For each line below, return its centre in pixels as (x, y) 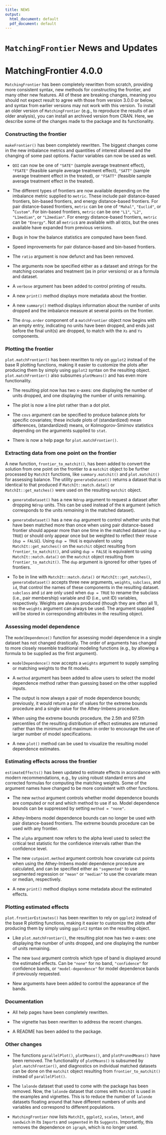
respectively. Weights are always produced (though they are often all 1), (85, 603)
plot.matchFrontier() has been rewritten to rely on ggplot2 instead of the (80, 359)
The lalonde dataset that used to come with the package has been (80, 1086)
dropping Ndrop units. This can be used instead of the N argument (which (86, 505)
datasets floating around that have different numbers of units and (79, 1102)
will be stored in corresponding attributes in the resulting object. (78, 614)
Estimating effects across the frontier (51, 762)
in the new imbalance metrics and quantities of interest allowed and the (78, 150)
